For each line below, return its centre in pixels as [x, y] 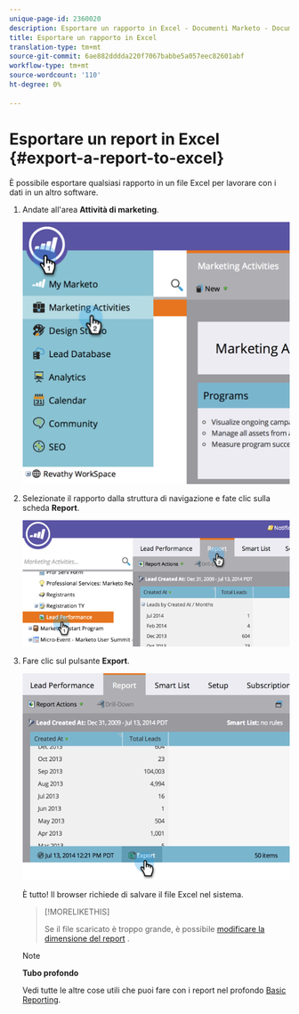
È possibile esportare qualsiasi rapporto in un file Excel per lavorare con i [143, 183]
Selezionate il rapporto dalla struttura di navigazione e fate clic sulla [146, 498]
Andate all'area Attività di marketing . [90, 209]
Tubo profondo [50, 973]
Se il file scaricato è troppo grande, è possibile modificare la [154, 929]
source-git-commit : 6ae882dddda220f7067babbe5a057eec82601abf [127, 57]
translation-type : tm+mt [55, 47]
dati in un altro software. [54, 192]
